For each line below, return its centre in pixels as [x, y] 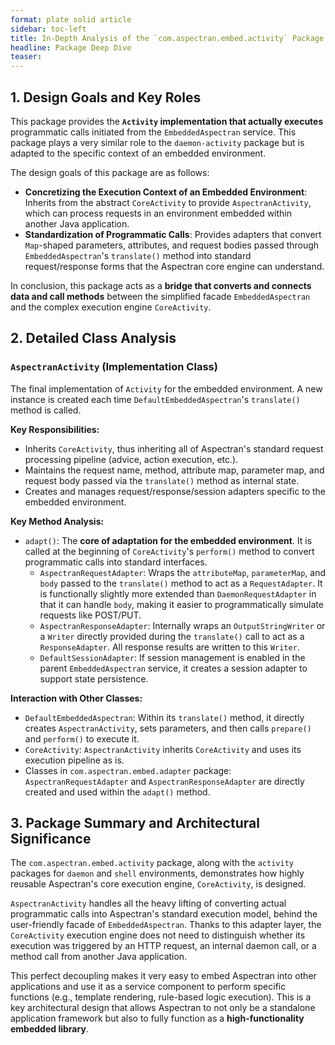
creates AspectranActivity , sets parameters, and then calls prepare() [168, 728]
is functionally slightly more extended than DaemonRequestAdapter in [178, 593]
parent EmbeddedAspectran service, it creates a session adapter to [173, 668]
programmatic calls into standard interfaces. [116, 562]
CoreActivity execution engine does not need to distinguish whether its [158, 935]
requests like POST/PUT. [90, 615]
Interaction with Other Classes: [76, 698]
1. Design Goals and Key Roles [106, 97]
